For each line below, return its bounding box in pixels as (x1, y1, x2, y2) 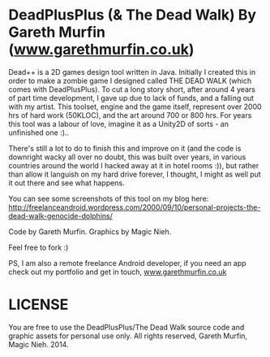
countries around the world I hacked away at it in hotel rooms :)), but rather (8, 160, 259, 170)
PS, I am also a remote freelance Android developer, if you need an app (8, 258, 246, 268)
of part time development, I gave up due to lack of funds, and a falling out (8, 93, 254, 102)
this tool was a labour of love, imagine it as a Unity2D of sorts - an (8, 119, 229, 128)
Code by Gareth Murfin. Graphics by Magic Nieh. (8, 226, 172, 237)
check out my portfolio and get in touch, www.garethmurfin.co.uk (8, 267, 227, 276)
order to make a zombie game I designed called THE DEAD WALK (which (8, 76, 252, 85)
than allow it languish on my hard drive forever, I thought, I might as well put (8, 169, 261, 179)
